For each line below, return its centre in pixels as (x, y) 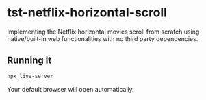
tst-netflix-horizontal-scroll (87, 13)
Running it (29, 61)
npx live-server (30, 76)
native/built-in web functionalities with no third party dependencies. (103, 38)
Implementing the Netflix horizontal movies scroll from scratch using (103, 32)
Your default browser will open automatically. (71, 89)
